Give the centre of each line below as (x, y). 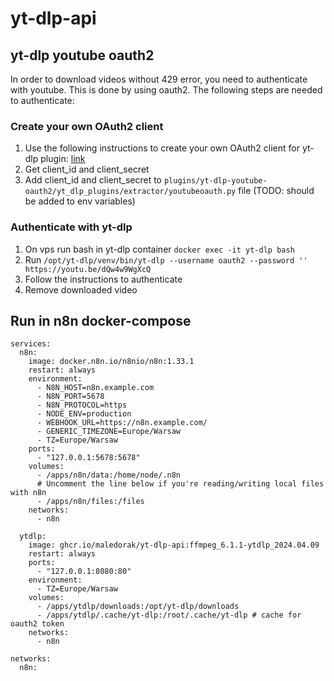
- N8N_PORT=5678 (70, 397)
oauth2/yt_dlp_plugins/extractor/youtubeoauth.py (130, 192)
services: (31, 344)
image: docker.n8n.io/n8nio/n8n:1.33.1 (111, 362)
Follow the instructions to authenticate (103, 279)
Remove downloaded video (81, 289)
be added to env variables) (80, 201)
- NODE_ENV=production (84, 414)
